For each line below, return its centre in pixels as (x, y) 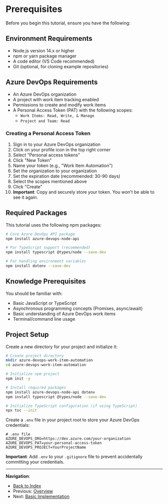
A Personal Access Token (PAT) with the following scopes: (73, 110)
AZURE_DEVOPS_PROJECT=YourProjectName (46, 447)
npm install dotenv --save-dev (38, 266)
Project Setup (27, 335)
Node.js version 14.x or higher (44, 50)
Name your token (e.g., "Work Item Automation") (63, 165)
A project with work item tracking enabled (56, 99)
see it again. (25, 197)
